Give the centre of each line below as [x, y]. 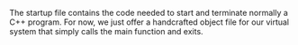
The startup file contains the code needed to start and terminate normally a [149, 13]
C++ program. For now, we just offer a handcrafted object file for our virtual [149, 22]
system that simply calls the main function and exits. [107, 31]
